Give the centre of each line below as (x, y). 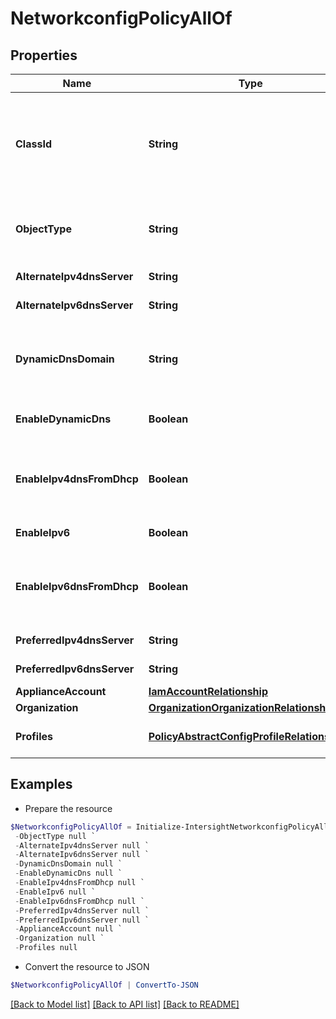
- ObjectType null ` (55, 836)
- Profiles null (46, 948)
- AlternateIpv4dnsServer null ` (82, 845)
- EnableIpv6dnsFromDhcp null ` (79, 901)
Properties (44, 55)
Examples (41, 784)
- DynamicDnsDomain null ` (68, 864)
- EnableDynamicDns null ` (68, 873)
